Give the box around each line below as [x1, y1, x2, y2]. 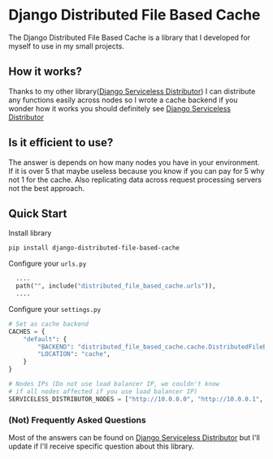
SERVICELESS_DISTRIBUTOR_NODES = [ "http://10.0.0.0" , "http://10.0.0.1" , [8, 395, 264, 403]
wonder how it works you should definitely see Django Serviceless [8, 103, 232, 113]
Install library [8, 228, 52, 238]
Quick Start [8, 206, 67, 220]
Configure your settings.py [8, 304, 102, 314]
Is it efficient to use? [8, 136, 114, 149]
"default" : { [23, 335, 67, 343]
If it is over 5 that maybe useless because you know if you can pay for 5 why [8, 166, 265, 175]
